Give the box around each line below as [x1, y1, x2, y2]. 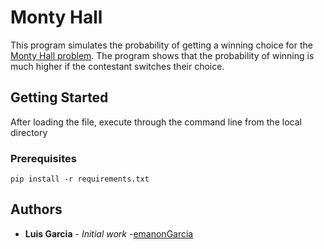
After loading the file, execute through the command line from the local [10, 116, 302, 128]
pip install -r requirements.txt [10, 174, 150, 185]
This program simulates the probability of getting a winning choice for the [10, 39, 313, 51]
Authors [10, 201, 63, 218]
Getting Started [10, 89, 109, 106]
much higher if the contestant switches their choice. [10, 60, 225, 72]
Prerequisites [10, 151, 77, 165]
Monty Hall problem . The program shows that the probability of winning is [10, 49, 315, 61]
